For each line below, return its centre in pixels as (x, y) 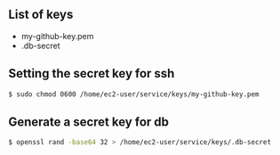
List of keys (41, 15)
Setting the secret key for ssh (92, 73)
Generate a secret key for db (89, 122)
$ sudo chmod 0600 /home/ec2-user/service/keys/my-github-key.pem (134, 94)
